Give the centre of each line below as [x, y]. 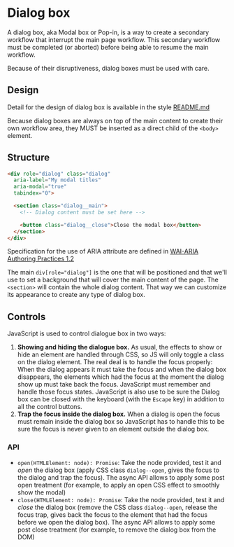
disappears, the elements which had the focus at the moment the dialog [121, 377]
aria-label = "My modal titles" [57, 180]
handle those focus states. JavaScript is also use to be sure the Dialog [118, 392]
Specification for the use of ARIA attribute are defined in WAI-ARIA [103, 251]
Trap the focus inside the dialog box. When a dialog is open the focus [119, 414]
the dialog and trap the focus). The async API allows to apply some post [121, 477]
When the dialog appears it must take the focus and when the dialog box [122, 370]
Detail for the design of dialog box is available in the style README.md [109, 107]
